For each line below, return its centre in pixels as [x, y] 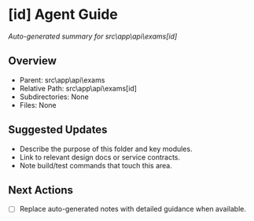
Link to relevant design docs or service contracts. [100, 157]
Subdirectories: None [54, 97]
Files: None [38, 105]
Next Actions [40, 190]
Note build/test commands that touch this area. [96, 165]
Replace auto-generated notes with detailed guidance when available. [133, 209]
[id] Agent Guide [63, 15]
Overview [33, 61]
